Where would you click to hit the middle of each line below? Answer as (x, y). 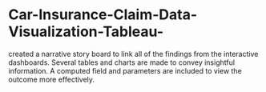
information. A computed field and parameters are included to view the (125, 70)
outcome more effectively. (51, 79)
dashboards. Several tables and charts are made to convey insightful (121, 62)
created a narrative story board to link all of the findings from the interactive (133, 54)
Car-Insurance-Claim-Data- (103, 15)
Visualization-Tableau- (86, 32)
